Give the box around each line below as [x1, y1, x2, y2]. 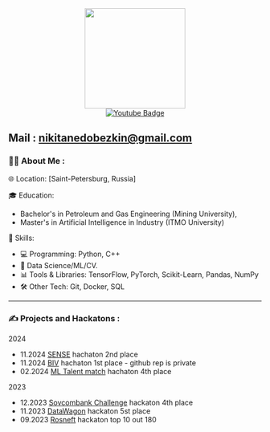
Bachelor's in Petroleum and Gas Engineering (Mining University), [19, 209, 237, 218]
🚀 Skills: [8, 233, 35, 242]
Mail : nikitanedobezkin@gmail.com [8, 132, 193, 145]
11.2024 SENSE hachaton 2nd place [19, 349, 138, 359]
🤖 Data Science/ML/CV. [19, 260, 98, 270]
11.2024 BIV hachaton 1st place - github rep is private [19, 357, 197, 368]
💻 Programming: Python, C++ [19, 249, 121, 259]
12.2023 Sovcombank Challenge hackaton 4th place [19, 397, 194, 407]
